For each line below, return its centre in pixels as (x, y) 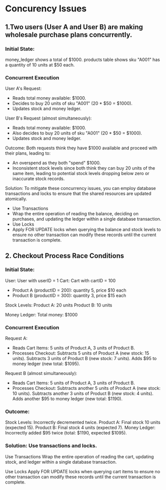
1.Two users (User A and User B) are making (74, 27)
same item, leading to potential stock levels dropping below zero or (81, 174)
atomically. (16, 199)
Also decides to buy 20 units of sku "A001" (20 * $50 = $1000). (77, 133)
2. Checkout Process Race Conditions (65, 256)
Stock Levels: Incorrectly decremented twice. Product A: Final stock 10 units (83, 423)
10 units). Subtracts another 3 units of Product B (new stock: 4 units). (83, 394)
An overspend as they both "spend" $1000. (56, 163)
